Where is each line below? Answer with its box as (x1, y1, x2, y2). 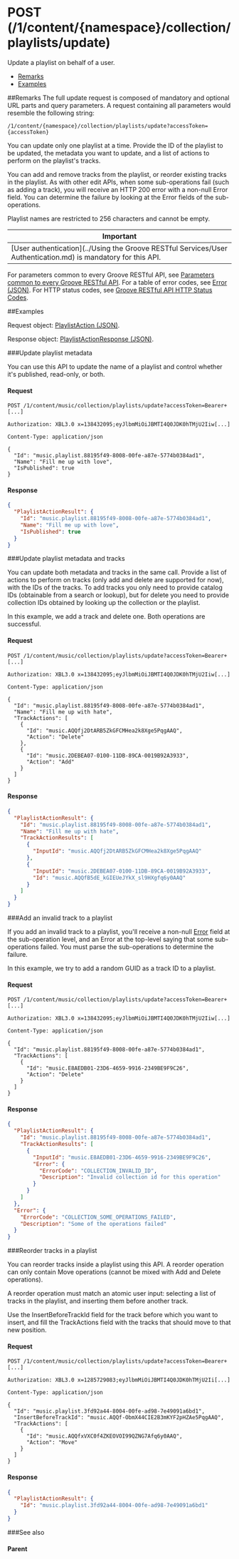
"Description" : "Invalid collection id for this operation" (38, 1174, 221, 1181)
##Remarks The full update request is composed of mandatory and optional (7, 93, 230, 102)
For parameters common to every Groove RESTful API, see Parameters (7, 270, 215, 279)
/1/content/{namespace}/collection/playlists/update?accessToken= (7, 122, 208, 129)
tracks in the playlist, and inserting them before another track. (7, 1296, 188, 1306)
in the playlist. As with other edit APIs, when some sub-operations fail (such (7, 178, 230, 186)
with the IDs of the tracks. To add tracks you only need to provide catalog (7, 583, 223, 592)
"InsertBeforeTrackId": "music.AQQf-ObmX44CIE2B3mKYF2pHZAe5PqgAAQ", (14, 1414, 224, 1421)
